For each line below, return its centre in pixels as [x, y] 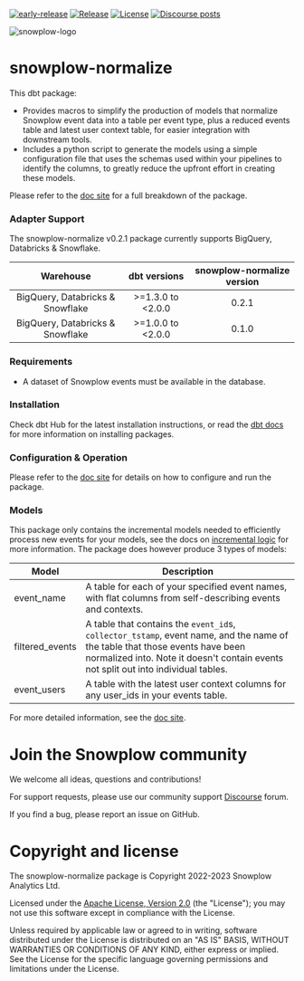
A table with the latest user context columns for [186, 684]
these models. [49, 177]
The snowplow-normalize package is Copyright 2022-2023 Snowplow [141, 876]
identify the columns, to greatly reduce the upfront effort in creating [149, 168]
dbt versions [156, 276]
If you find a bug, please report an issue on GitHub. [105, 814]
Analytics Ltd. [35, 886]
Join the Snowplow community [128, 754]
